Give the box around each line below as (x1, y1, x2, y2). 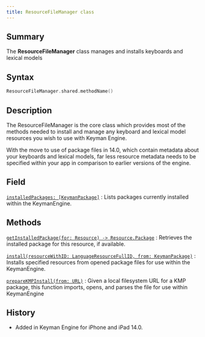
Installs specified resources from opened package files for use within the (6, 258, 191, 266)
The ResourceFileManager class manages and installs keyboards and (6, 48, 184, 55)
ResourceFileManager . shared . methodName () (6, 88, 114, 95)
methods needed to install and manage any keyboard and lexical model (6, 128, 186, 135)
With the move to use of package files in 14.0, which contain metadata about (6, 146, 199, 154)
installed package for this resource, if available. (6, 240, 125, 248)
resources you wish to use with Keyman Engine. (6, 134, 127, 141)
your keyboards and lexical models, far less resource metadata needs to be (6, 152, 196, 160)
